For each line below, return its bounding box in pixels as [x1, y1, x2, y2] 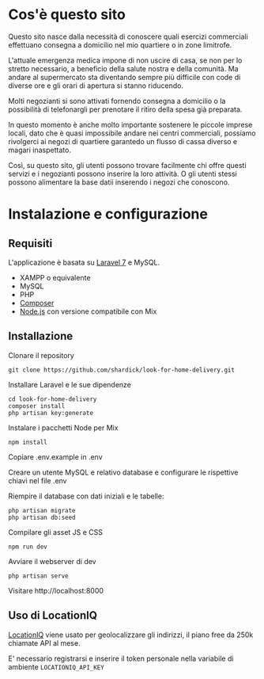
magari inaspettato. [8, 145, 71, 154]
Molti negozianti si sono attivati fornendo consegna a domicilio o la [8, 96, 226, 105]
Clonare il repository [8, 350, 75, 360]
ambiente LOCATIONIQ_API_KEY [8, 662, 104, 671]
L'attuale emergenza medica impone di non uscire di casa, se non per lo [8, 55, 243, 65]
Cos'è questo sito [8, 6, 126, 24]
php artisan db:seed [8, 513, 77, 521]
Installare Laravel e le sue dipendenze [8, 380, 132, 389]
